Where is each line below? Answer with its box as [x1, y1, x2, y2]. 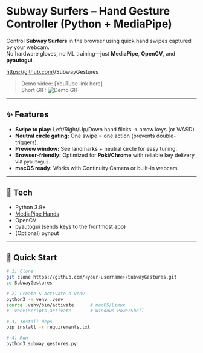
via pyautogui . [14, 157, 50, 165]
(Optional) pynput [14, 229, 59, 237]
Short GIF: [21, 86, 47, 93]
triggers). [14, 138, 39, 146]
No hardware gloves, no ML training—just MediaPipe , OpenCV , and [6, 50, 175, 57]
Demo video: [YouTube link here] [21, 80, 103, 87]
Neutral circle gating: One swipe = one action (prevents [14, 132, 155, 139]
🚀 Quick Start [6, 252, 57, 263]
